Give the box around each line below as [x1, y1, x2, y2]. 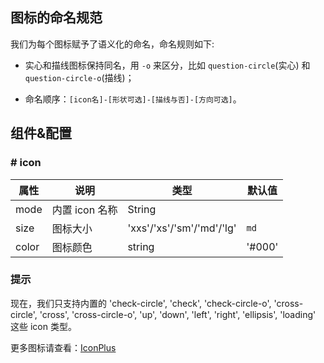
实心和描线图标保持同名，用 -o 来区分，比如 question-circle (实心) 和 [24, 59, 311, 71]
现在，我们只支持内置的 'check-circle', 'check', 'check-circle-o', [10, 297, 272, 309]
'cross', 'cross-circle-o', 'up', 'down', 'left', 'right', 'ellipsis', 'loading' [39, 308, 317, 320]
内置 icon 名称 [51, 203, 118, 217]
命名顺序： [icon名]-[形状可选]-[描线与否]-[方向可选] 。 [24, 93, 242, 105]
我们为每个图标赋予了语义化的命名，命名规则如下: [10, 38, 215, 50]
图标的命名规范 [10, 9, 103, 27]
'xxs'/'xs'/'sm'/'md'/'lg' [127, 221, 237, 235]
